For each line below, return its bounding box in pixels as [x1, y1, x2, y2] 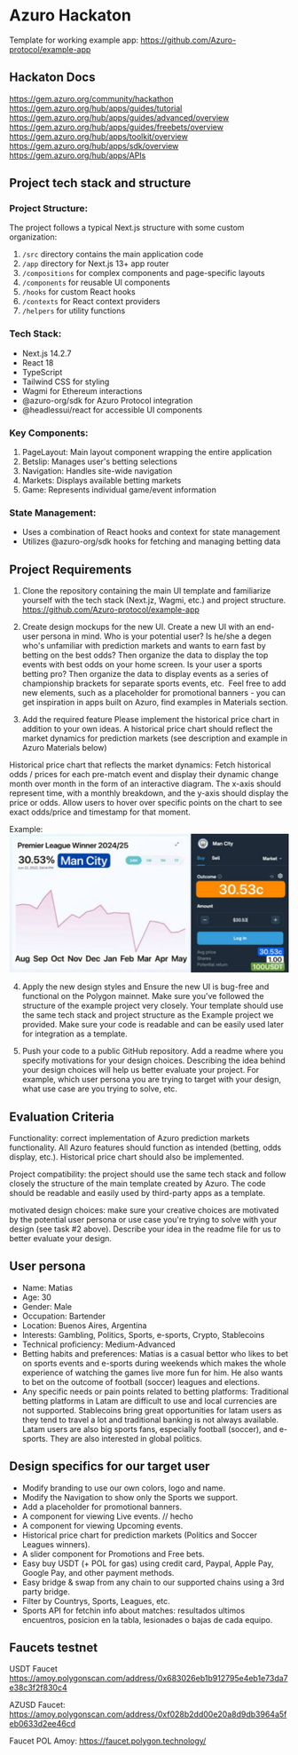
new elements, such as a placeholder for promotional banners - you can [21, 688, 286, 698]
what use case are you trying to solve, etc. [21, 1083, 177, 1094]
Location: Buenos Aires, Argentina [21, 1319, 147, 1331]
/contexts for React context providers [21, 296, 161, 307]
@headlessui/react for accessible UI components [21, 405, 202, 415]
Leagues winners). [21, 1539, 90, 1549]
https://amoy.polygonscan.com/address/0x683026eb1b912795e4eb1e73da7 [9, 1673, 288, 1684]
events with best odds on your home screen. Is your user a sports [21, 659, 263, 670]
